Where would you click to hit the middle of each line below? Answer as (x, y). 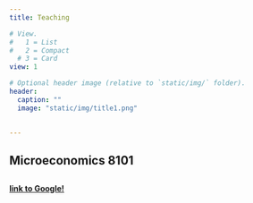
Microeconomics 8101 (72, 161)
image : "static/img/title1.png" (78, 108)
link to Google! (37, 189)
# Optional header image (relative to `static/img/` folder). (127, 83)
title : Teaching (39, 17)
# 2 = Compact (39, 50)
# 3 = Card (38, 59)
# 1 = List (34, 42)
